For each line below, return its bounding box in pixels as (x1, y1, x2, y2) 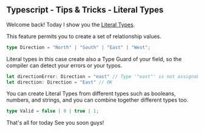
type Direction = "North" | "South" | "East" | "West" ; (6, 44, 151, 50)
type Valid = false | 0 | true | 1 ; (6, 108, 99, 114)
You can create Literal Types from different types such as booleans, (6, 90, 176, 97)
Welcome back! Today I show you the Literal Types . (6, 21, 135, 28)
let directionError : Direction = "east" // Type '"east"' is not (6, 73, 175, 79)
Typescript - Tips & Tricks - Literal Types (6, 5, 164, 15)
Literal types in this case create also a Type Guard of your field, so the (6, 55, 182, 62)
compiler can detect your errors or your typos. (6, 62, 123, 69)
